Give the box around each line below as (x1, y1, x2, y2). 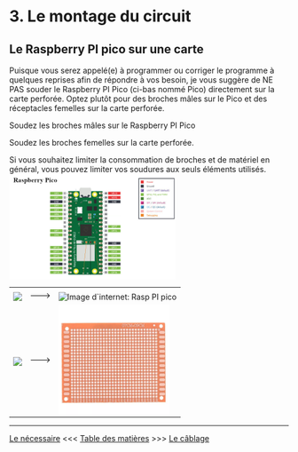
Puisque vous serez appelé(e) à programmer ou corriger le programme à (9, 65, 275, 75)
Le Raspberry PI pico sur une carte (9, 42, 204, 57)
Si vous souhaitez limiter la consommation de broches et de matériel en (9, 155, 271, 165)
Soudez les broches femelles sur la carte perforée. (9, 138, 195, 147)
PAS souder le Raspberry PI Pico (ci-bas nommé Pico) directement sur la (9, 84, 275, 94)
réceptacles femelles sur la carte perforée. (9, 103, 165, 113)
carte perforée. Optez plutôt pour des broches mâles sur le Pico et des (9, 93, 268, 104)
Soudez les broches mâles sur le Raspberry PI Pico (9, 120, 196, 131)
